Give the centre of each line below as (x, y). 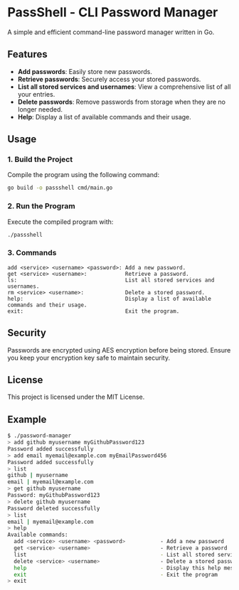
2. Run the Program (42, 206)
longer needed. (40, 109)
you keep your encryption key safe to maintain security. (89, 358)
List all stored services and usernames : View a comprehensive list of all (124, 87)
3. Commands (32, 253)
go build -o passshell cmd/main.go (60, 188)
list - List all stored (114, 554)
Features (27, 54)
